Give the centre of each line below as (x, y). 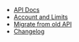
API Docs (26, 10)
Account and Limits (41, 17)
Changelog (29, 31)
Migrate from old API (43, 24)
